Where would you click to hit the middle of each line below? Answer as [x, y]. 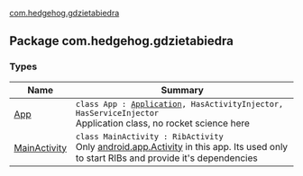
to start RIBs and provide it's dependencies [167, 158]
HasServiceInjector [117, 113]
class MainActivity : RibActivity [149, 136]
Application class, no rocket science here [163, 123]
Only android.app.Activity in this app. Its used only [182, 146]
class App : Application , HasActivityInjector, [179, 104]
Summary [183, 90]
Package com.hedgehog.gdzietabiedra [122, 41]
